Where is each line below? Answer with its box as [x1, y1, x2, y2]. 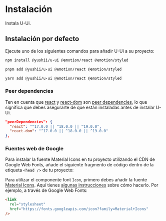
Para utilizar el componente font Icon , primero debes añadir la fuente [5, 177, 147, 183]
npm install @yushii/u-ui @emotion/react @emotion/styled [5, 58, 128, 63]
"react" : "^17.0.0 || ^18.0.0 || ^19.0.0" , [9, 124, 101, 129]
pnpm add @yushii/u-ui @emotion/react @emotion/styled [5, 67, 122, 72]
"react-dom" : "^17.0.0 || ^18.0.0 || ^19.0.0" [9, 129, 108, 134]
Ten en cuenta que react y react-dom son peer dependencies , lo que [5, 99, 147, 105]
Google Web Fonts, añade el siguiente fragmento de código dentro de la [5, 162, 154, 168]
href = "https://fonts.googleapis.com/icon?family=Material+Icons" [9, 206, 149, 211]
